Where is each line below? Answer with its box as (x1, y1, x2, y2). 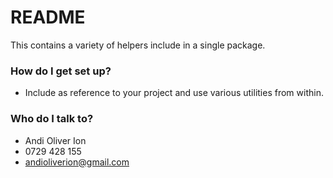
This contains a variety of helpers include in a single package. (10, 39, 266, 51)
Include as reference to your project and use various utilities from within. (24, 87, 324, 99)
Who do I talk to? (10, 112, 94, 126)
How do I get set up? (10, 64, 112, 78)
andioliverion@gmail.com (24, 156, 130, 168)
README (10, 6, 86, 29)
